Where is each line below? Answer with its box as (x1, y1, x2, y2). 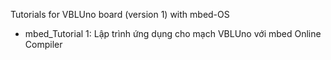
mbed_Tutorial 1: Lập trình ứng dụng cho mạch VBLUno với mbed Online (24, 28, 322, 39)
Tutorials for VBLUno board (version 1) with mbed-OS (10, 9, 230, 20)
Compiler (24, 39, 63, 50)
